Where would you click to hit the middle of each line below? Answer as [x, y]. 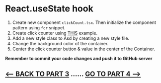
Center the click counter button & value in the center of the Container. [84, 49]
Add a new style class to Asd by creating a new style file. [71, 38]
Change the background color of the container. [60, 43]
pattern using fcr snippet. [39, 27]
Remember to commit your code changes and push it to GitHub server [79, 58]
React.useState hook [49, 9]
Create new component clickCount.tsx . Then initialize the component [84, 22]
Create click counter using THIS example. [55, 33]
